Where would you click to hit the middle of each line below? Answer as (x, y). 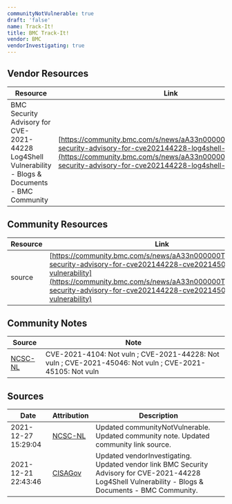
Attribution (70, 416)
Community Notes (47, 323)
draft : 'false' (29, 20)
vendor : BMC (24, 39)
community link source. (133, 445)
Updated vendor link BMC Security (152, 465)
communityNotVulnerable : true (51, 13)
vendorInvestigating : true (46, 46)
